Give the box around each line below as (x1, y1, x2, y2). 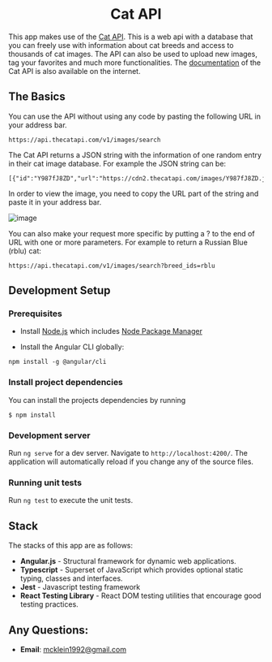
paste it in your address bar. (8, 197, 102, 207)
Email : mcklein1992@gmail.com (19, 644, 127, 654)
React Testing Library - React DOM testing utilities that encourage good (19, 591, 261, 601)
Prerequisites (8, 308, 62, 319)
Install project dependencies (8, 377, 124, 388)
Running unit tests (8, 477, 83, 488)
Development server (8, 430, 91, 441)
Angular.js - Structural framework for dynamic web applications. (19, 556, 236, 566)
